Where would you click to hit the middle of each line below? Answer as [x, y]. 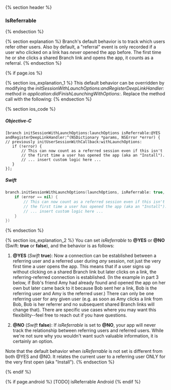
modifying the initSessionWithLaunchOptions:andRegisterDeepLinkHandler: [85, 88]
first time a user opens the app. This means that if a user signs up [81, 267]
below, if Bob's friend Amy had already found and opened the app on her [89, 283]
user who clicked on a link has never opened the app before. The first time [83, 53]
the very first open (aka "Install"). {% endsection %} [60, 362]
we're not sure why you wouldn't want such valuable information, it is [85, 336]
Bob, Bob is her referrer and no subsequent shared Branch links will [83, 304]
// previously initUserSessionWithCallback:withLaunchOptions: [74, 142]
